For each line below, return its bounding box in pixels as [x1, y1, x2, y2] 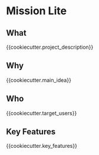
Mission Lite [6, 4, 67, 18]
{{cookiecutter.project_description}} [6, 43, 94, 50]
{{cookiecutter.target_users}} [6, 109, 77, 116]
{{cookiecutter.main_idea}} [6, 76, 72, 84]
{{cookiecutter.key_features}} [6, 143, 78, 150]
